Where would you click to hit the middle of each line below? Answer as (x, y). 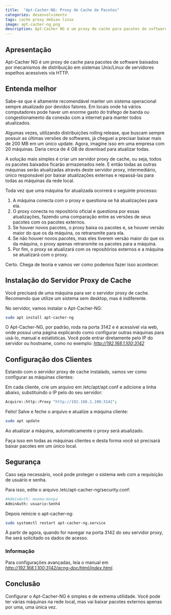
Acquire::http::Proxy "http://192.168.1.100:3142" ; (61, 402)
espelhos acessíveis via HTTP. (37, 72)
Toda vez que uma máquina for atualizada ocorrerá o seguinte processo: (81, 190)
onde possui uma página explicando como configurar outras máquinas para (85, 333)
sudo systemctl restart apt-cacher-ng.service (55, 523)
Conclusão (23, 584)
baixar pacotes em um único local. (41, 446)
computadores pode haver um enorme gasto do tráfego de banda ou (77, 112)
